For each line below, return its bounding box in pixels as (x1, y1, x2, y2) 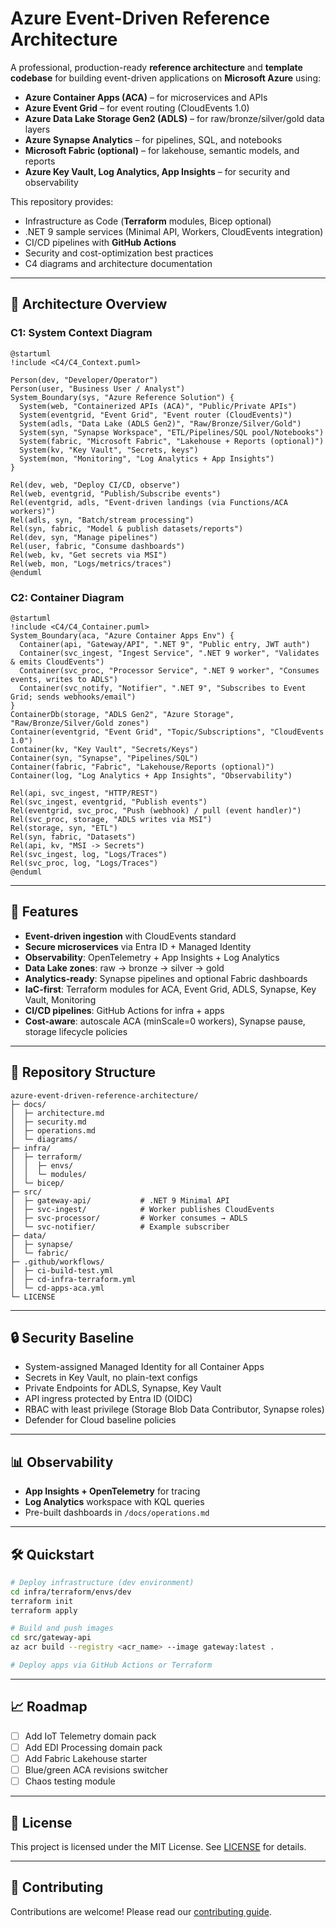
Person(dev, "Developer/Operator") (10, 375, 159, 385)
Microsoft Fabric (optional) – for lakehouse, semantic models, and (24, 144, 300, 156)
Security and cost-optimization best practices (24, 247, 214, 259)
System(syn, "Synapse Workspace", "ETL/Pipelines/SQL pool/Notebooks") (19, 427, 325, 437)
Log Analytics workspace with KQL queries (24, 1496, 205, 1508)
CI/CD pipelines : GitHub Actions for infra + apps (24, 1004, 225, 1016)
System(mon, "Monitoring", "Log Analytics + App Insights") (19, 453, 275, 464)
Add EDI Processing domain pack (24, 1741, 163, 1753)
